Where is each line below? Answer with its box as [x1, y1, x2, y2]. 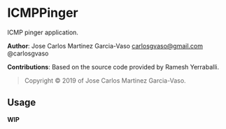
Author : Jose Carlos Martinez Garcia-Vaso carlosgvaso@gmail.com [7, 41, 204, 50]
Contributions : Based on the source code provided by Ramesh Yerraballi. [7, 62, 219, 71]
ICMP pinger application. [7, 28, 79, 36]
